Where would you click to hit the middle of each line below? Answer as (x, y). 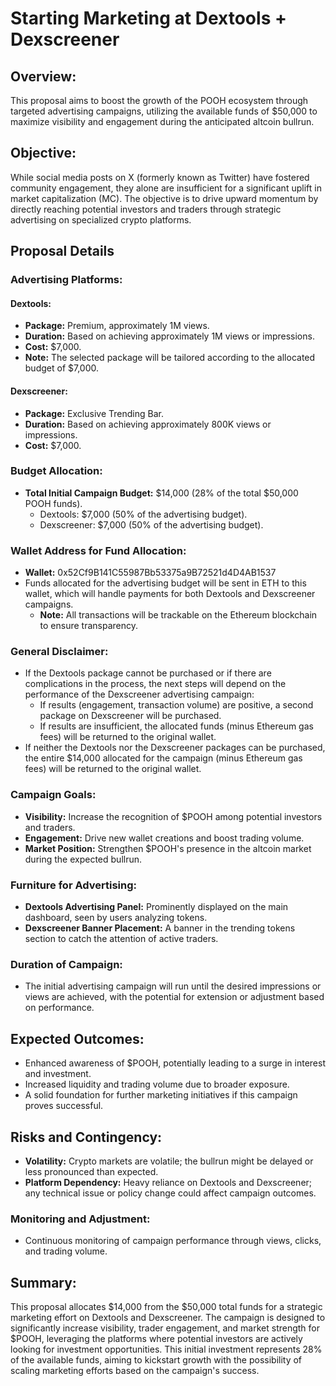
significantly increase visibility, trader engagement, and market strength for (165, 1328)
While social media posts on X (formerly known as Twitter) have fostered (160, 177)
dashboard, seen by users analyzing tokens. (116, 918)
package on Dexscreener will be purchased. (130, 716)
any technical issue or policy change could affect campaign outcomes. (170, 1193)
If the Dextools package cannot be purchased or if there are (148, 673)
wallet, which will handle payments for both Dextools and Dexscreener (170, 594)
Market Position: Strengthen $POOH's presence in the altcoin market (168, 848)
